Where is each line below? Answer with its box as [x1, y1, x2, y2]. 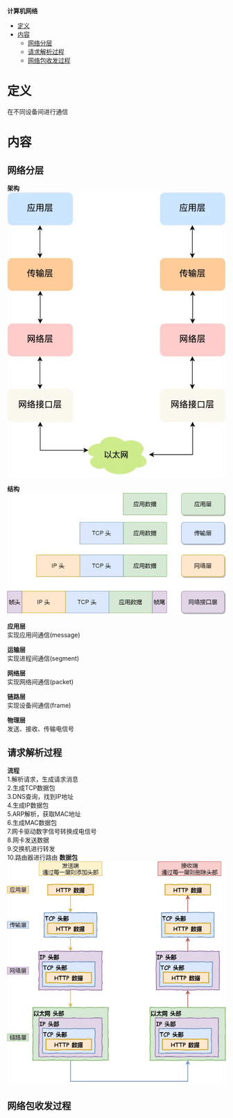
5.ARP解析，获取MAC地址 [7, 810, 81, 818]
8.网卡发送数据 [7, 836, 50, 844]
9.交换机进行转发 [7, 845, 55, 853]
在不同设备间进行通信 [7, 107, 68, 115]
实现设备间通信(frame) [7, 701, 71, 709]
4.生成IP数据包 [7, 801, 49, 809]
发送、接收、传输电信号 [7, 724, 74, 733]
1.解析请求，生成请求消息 [7, 775, 78, 784]
